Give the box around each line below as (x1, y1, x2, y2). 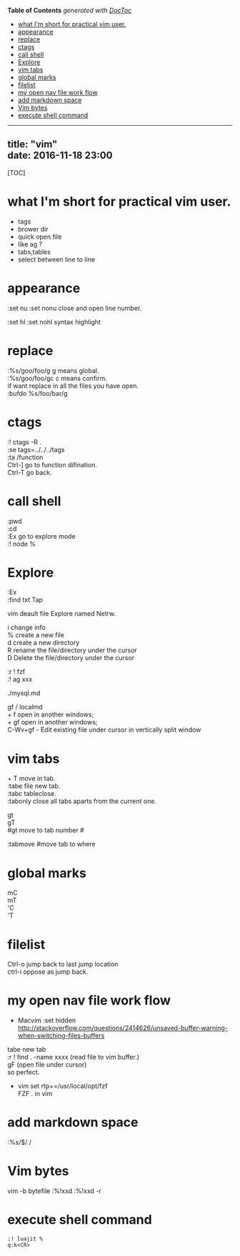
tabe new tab (7, 1045, 46, 1054)
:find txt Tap (7, 596, 43, 604)
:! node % (7, 539, 36, 548)
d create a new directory (7, 639, 80, 647)
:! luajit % (7, 1235, 43, 1242)
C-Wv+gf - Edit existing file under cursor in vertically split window (7, 725, 201, 734)
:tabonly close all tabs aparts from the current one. (7, 797, 157, 806)
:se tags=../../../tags (7, 445, 65, 454)
